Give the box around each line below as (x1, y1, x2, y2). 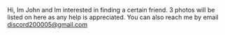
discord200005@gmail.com (7, 21, 88, 28)
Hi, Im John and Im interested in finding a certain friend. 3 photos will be (7, 6, 215, 14)
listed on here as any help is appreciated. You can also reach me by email (7, 13, 219, 21)
